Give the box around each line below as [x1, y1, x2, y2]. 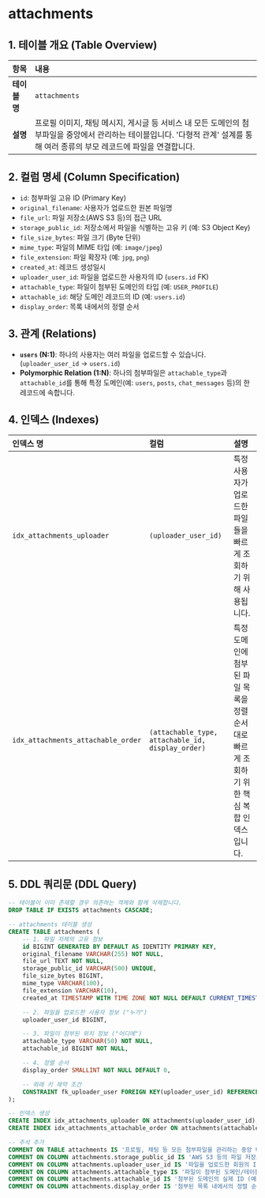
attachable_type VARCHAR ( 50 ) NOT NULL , [22, 1037, 154, 1045]
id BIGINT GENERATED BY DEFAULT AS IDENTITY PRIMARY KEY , [22, 943, 217, 950]
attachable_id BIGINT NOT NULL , [22, 1045, 129, 1053]
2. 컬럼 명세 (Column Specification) [8, 171, 180, 184]
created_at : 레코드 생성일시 [19, 262, 106, 271]
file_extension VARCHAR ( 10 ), [22, 986, 118, 995]
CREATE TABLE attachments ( [8, 928, 101, 935]
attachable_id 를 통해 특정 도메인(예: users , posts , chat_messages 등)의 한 [19, 377, 250, 387]
